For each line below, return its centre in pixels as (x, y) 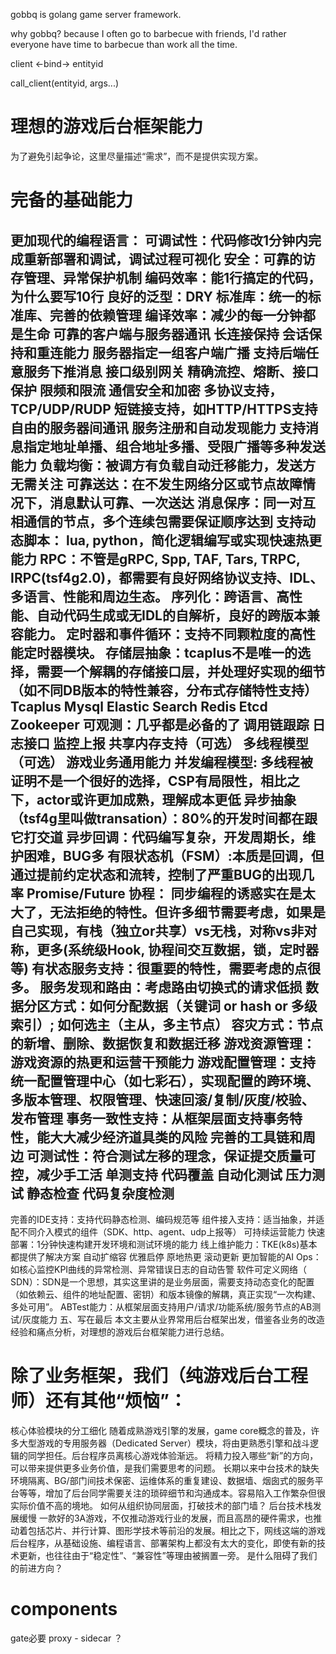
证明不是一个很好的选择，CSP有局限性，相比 (148, 780)
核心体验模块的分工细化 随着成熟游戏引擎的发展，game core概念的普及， (161, 1430)
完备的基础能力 (72, 200)
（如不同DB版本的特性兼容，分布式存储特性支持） (164, 690)
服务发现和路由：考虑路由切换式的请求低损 (171, 987)
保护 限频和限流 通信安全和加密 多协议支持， (146, 390)
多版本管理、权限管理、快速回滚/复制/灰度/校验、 (162, 1099)
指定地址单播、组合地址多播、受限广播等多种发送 (174, 446)
